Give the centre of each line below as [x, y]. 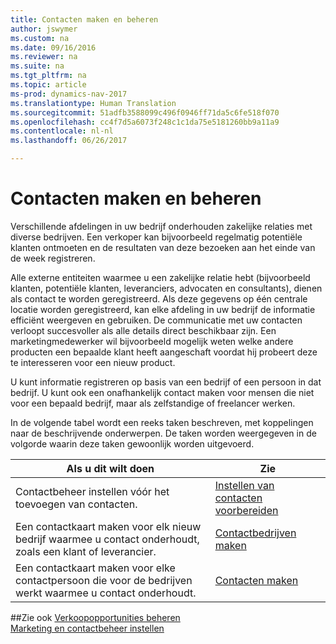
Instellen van [244, 485]
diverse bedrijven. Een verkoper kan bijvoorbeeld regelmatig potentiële [156, 237]
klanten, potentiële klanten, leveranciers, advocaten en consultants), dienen [166, 288]
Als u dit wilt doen [110, 468]
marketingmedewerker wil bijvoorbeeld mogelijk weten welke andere [152, 341]
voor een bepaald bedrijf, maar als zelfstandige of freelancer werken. [153, 403]
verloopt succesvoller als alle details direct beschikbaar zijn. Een [143, 330]
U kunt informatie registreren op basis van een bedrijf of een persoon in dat [166, 382]
